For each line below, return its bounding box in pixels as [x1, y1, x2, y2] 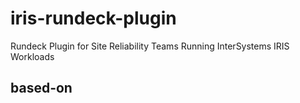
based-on [10, 80, 73, 97]
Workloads [10, 50, 55, 62]
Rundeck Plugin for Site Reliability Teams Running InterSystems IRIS [10, 40, 290, 52]
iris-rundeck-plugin [10, 7, 177, 30]
